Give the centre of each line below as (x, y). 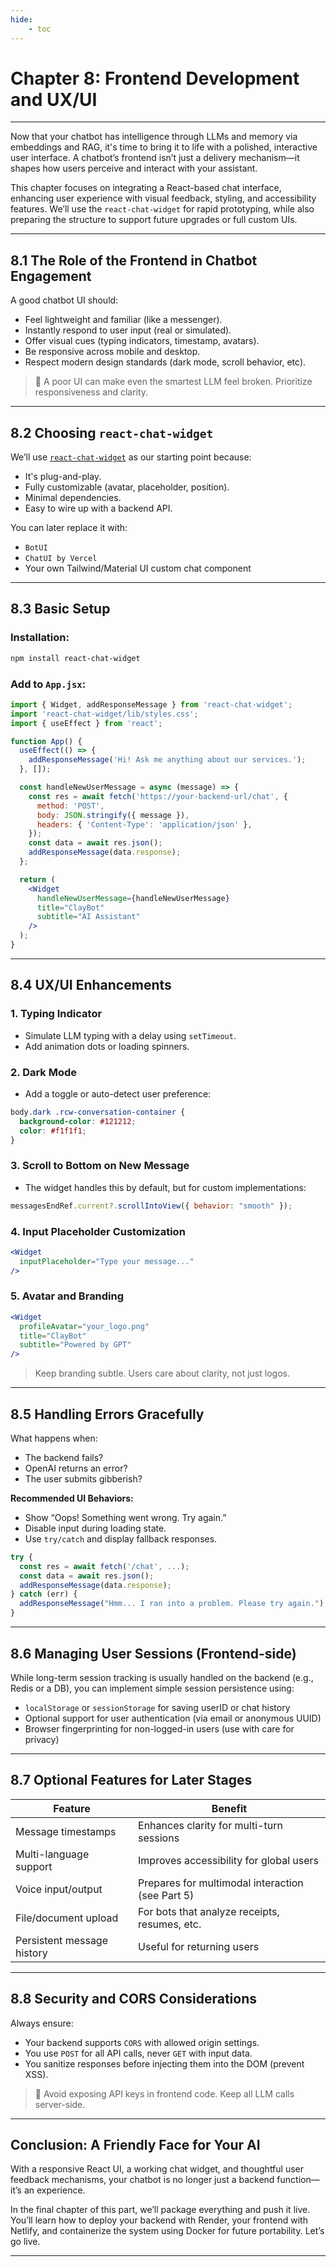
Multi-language (52, 1854)
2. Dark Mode (44, 1072)
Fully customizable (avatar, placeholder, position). (127, 487)
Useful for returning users (199, 1946)
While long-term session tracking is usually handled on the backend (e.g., (162, 1677)
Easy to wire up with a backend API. (98, 508)
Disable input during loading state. (95, 1528)
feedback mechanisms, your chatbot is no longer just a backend (142, 2180)
